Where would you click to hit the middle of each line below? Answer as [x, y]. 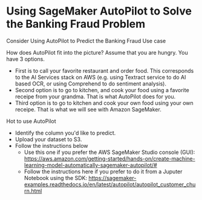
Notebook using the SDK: [56, 178]
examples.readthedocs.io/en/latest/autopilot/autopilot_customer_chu [110, 184]
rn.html [33, 191]
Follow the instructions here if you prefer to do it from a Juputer [103, 172]
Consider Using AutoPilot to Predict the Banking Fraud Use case [86, 41]
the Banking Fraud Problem [76, 24]
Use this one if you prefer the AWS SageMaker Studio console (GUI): [109, 152]
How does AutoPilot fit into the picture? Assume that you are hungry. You [97, 52]
